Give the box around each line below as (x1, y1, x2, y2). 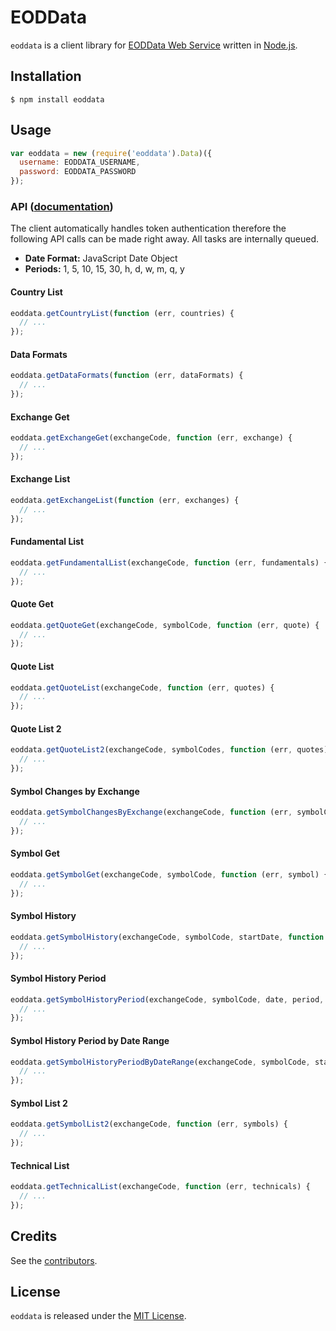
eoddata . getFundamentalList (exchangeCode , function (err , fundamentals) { (10, 557, 329, 568)
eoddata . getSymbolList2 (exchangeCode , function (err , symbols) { (10, 1119, 288, 1130)
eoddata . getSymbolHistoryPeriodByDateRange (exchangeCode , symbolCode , (10, 1057, 311, 1067)
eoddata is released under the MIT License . (10, 1310, 187, 1322)
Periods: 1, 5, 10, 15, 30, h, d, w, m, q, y (24, 263, 185, 275)
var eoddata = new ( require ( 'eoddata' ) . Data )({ (10, 148, 213, 158)
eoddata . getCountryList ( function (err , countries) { (10, 308, 235, 318)
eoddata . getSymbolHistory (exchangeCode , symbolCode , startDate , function (10, 932, 325, 942)
